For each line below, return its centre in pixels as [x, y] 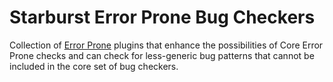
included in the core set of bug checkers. [94, 66]
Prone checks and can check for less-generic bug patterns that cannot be [162, 55]
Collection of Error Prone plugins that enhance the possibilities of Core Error [166, 45]
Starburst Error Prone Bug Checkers [162, 17]
